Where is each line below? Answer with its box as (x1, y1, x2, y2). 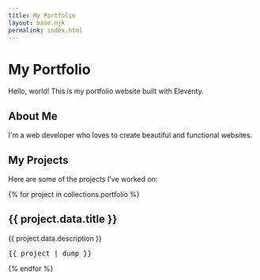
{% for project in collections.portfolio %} (8, 189, 140, 199)
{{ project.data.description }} (8, 233, 103, 243)
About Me (8, 109, 58, 123)
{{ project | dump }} (8, 248, 92, 258)
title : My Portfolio (8, 11, 77, 20)
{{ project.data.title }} (8, 213, 118, 226)
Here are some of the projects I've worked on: (8, 174, 158, 184)
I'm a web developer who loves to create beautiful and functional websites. (8, 131, 253, 140)
